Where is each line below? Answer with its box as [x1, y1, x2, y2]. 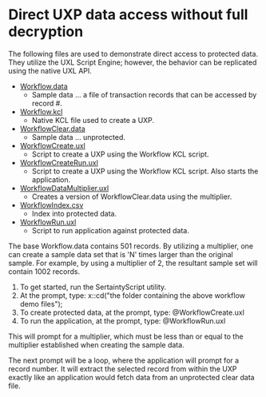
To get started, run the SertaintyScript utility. [19, 282, 167, 292]
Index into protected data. [31, 208, 117, 218]
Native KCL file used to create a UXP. [31, 115, 154, 125]
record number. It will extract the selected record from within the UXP [8, 363, 237, 373]
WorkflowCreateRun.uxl [19, 157, 98, 167]
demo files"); [19, 299, 63, 308]
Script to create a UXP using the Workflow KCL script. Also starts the [31, 166, 259, 176]
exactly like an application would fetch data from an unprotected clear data [8, 372, 255, 382]
